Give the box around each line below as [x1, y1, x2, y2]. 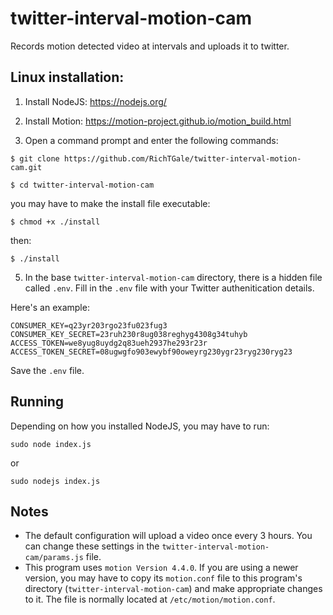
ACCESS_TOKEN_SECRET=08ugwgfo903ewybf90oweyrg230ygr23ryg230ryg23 [10, 347, 293, 357]
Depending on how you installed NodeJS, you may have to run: [10, 420, 270, 432]
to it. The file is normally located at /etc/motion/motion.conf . [24, 593, 276, 606]
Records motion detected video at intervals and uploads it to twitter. [10, 40, 290, 52]
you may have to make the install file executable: [10, 197, 211, 209]
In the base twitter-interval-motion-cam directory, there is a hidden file [24, 271, 323, 283]
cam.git [10, 162, 43, 172]
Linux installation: [10, 69, 125, 86]
